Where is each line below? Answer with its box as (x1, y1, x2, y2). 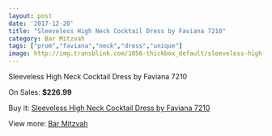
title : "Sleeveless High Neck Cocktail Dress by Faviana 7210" (8, 27, 227, 35)
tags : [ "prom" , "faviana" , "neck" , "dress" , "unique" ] (8, 42, 183, 50)
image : (8, 49, 31, 57)
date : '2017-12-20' (8, 19, 74, 28)
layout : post (8, 11, 53, 20)
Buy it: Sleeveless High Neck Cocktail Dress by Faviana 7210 (8, 103, 210, 113)
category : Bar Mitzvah (8, 34, 85, 43)
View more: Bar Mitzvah (8, 119, 88, 128)
